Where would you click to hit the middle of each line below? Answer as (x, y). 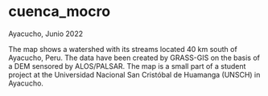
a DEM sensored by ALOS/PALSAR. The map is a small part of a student (127, 66)
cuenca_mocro (60, 12)
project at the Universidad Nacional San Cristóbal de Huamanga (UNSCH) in (134, 74)
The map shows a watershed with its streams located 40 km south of (123, 49)
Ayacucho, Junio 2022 (45, 34)
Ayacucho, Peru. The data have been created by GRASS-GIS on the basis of (134, 58)
